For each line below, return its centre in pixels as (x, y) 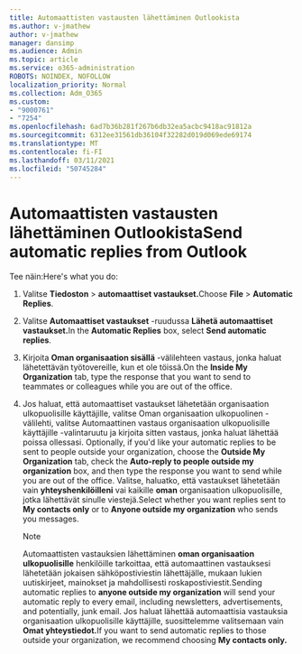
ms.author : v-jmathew (50, 26)
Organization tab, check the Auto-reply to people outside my (138, 462)
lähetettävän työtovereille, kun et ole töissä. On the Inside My (135, 367)
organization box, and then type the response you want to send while (152, 471)
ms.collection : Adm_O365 (56, 93)
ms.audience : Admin (46, 51)
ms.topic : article (44, 60)
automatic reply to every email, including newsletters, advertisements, (152, 602)
